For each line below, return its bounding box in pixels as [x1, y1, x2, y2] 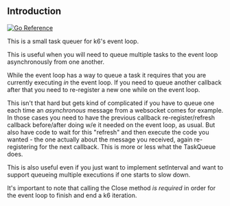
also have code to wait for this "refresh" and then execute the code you [7, 128, 209, 136]
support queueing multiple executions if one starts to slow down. [7, 170, 191, 179]
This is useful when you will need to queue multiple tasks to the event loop [7, 50, 218, 58]
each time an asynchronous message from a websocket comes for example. [7, 106, 224, 114]
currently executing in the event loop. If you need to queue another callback [7, 78, 222, 87]
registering [7, 142, 38, 150]
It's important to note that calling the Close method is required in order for [7, 183, 216, 192]
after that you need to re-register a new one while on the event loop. [7, 85, 200, 93]
